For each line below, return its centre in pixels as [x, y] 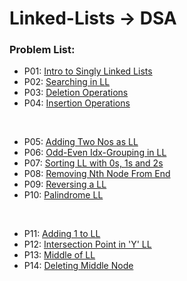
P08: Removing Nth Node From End [97, 174]
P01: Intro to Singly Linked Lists [88, 71]
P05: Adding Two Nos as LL [81, 142]
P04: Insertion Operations [77, 103]
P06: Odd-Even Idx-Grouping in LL [95, 153]
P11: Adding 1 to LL [62, 234]
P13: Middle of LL [59, 255]
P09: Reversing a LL [65, 184]
